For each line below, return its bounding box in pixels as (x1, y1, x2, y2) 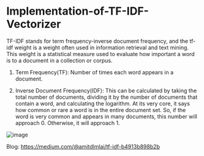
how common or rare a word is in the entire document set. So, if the (15, 106, 186, 113)
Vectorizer (6, 17, 61, 31)
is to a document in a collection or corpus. (6, 57, 113, 64)
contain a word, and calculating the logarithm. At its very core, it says (15, 99, 190, 107)
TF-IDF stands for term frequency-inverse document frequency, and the (6, 37, 189, 44)
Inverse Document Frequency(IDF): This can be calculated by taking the (15, 87, 197, 94)
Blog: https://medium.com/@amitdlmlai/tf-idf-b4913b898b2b (6, 143, 161, 150)
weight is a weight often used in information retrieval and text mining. (14, 44, 189, 51)
